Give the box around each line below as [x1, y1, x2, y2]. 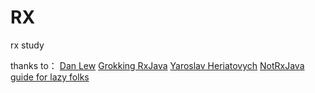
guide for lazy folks [10, 71, 90, 83]
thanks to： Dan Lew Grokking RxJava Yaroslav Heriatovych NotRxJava [10, 59, 305, 71]
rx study [10, 39, 45, 51]
